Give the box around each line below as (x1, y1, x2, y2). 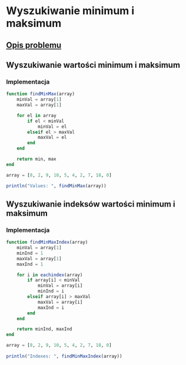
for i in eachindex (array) (16, 272, 83, 278)
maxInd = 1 (16, 261, 44, 267)
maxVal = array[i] (37, 299, 83, 305)
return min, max (16, 156, 57, 162)
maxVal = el (37, 134, 67, 141)
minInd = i (37, 288, 65, 294)
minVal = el (37, 124, 67, 130)
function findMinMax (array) (6, 91, 75, 97)
